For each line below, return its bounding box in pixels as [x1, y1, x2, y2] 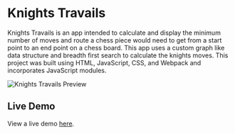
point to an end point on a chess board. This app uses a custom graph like [7, 43, 225, 52]
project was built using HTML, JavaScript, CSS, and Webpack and [7, 58, 202, 67]
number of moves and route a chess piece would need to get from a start [7, 35, 222, 44]
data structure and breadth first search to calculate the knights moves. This [7, 51, 229, 60]
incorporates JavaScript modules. [7, 66, 107, 74]
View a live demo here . [7, 119, 75, 128]
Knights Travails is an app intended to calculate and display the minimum [7, 28, 221, 37]
